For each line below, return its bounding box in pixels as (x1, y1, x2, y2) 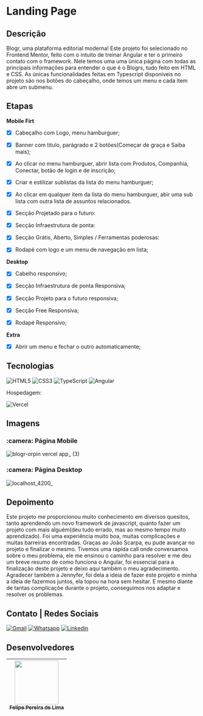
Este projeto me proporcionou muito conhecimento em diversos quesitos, (6, 513, 190, 521)
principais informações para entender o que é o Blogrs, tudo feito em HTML (6, 64, 196, 71)
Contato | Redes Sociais (6, 608, 99, 619)
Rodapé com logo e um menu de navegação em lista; (15, 246, 149, 253)
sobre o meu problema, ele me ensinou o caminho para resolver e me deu (6, 552, 191, 560)
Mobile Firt (6, 117, 35, 124)
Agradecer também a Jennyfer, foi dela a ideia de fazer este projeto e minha (6, 571, 198, 579)
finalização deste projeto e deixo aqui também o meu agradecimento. (6, 565, 181, 572)
